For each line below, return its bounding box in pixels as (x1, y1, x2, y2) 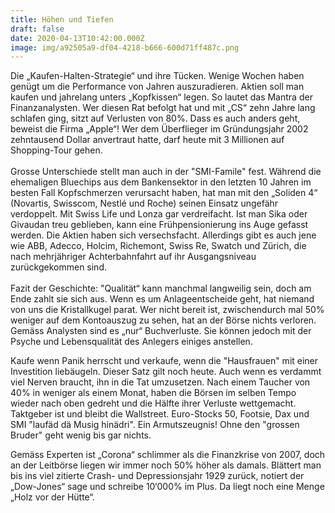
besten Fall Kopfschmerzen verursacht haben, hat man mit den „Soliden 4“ (10, 187, 318, 199)
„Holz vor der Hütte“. (10, 491, 95, 503)
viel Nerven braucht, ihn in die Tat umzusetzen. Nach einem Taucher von (10, 376, 311, 388)
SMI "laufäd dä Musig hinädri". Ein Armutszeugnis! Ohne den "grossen (10, 419, 300, 431)
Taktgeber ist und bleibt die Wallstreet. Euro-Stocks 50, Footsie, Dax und (10, 408, 310, 420)
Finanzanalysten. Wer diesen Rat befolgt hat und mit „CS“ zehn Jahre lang (10, 102, 316, 114)
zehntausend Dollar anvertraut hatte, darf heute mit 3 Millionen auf (10, 134, 285, 146)
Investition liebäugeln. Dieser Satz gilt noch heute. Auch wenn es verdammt (10, 366, 322, 378)
